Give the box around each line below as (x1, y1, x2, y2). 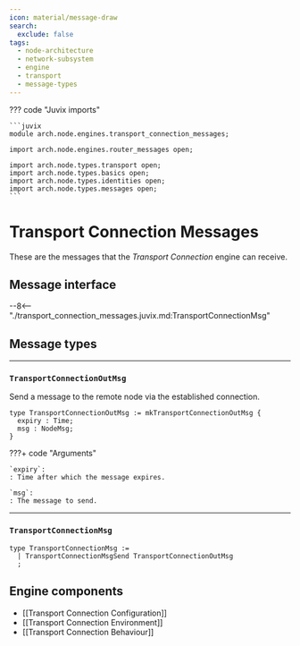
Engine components (9, 583, 123, 599)
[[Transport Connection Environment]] (21, 616, 163, 627)
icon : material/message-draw (9, 13, 118, 22)
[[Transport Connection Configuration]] (21, 608, 168, 618)
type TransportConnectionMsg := (9, 543, 129, 553)
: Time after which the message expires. (9, 473, 166, 482)
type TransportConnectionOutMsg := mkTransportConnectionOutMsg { (9, 409, 262, 418)
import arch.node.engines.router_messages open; (9, 145, 194, 154)
